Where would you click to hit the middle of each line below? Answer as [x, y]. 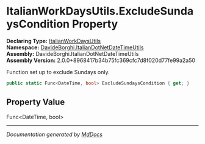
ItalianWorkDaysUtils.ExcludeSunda [100, 11]
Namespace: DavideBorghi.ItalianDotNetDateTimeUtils [75, 47]
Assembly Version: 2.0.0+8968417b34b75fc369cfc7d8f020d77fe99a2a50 [101, 60]
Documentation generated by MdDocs [54, 134]
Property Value [36, 102]
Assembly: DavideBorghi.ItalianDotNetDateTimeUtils [73, 53]
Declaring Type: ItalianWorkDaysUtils [54, 41]
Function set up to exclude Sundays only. [58, 72]
